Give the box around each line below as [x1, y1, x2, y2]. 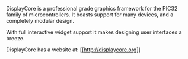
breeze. [6, 35, 25, 41]
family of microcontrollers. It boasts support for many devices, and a [6, 11, 174, 18]
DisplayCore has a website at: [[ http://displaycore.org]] [6, 46, 141, 53]
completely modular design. [6, 18, 75, 24]
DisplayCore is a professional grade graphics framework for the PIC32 [6, 5, 178, 12]
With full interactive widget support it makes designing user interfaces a [6, 29, 182, 36]
